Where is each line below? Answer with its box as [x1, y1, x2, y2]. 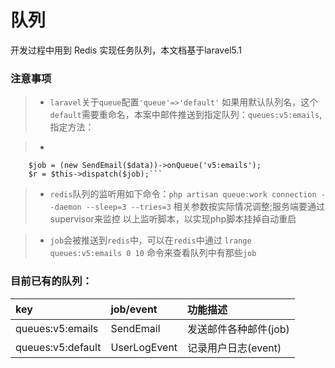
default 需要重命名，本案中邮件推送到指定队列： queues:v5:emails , [49, 109, 323, 121]
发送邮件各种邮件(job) [187, 322, 290, 336]
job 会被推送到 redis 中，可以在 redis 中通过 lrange [49, 234, 252, 246]
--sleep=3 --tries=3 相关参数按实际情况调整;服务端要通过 [85, 201, 326, 213]
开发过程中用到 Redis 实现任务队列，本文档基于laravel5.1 [10, 44, 242, 56]
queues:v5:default [15, 340, 102, 354]
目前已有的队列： [10, 274, 93, 288]
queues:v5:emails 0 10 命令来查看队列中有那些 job [49, 247, 257, 259]
